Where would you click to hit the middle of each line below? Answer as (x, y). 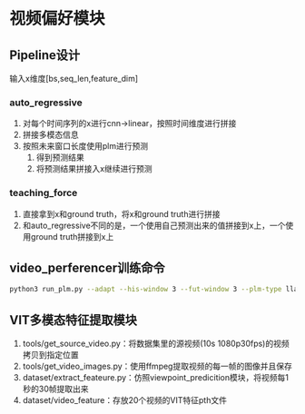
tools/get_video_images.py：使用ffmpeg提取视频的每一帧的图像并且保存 (157, 366)
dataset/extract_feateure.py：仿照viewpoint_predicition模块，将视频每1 (155, 378)
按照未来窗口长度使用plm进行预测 (85, 146)
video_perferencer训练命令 (87, 267)
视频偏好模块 (58, 19)
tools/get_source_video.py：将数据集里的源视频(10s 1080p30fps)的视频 (156, 344)
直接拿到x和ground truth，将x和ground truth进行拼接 (121, 213)
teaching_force (44, 193)
